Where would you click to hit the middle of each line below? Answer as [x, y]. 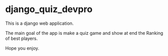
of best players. [22, 38]
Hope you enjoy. [22, 48]
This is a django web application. [39, 23]
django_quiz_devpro [49, 9]
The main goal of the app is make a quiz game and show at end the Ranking [84, 33]
